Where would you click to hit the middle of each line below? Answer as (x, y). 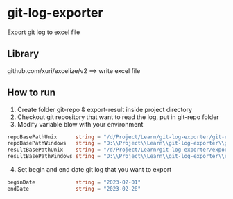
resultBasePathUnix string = (54, 150)
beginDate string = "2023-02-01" (74, 182)
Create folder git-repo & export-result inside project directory (105, 109)
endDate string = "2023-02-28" (74, 189)
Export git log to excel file (44, 32)
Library (23, 54)
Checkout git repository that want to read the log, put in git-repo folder (118, 117)
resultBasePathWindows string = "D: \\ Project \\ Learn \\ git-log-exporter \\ (116, 157)
